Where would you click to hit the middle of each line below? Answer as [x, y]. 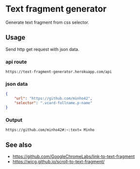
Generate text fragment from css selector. [47, 22]
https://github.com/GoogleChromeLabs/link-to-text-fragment [74, 156]
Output [14, 120]
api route [16, 61]
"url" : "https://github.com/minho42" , [53, 99]
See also [19, 145]
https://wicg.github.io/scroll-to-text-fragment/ [58, 161]
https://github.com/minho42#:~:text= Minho [50, 130]
